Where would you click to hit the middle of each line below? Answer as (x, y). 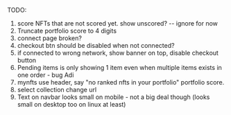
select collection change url (57, 90)
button (27, 60)
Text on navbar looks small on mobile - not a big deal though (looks (113, 97)
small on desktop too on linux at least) (71, 104)
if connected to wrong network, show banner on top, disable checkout (118, 53)
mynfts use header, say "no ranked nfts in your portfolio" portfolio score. (121, 82)
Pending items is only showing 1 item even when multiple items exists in (119, 68)
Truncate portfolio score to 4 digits (67, 31)
